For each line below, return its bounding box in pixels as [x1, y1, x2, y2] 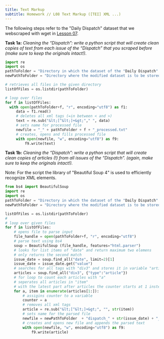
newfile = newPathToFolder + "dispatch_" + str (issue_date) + [22, 316, 154, 321]
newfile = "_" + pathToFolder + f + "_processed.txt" [16, 127, 128, 132]
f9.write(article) [31, 330, 69, 335]
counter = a [22, 298, 47, 303]
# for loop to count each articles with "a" [14, 275, 106, 280]
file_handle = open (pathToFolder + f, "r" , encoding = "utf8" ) [14, 234, 137, 239]
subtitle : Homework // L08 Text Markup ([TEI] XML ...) [5, 12, 121, 17]
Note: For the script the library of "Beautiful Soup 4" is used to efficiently [5, 170, 151, 176]
